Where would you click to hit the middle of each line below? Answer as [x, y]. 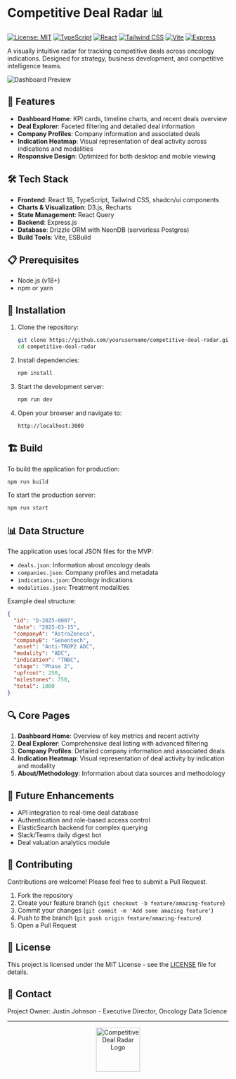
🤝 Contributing [40, 864]
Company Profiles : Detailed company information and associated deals [121, 751]
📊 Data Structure [46, 531]
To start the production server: [52, 495]
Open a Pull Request [47, 925]
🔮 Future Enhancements [61, 795]
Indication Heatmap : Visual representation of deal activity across [112, 141]
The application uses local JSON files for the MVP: [80, 551]
